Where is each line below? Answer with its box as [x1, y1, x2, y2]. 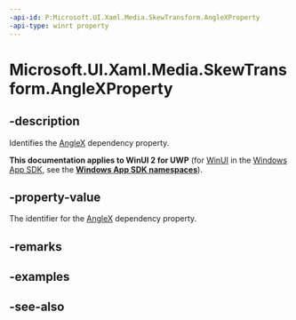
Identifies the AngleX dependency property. [9, 137, 170, 148]
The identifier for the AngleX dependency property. [9, 213, 197, 224]
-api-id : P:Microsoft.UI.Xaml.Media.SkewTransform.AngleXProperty [9, 12, 260, 22]
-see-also [9, 300, 65, 315]
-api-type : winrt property [9, 21, 109, 30]
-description [9, 114, 80, 129]
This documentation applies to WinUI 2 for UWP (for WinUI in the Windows [9, 155, 287, 165]
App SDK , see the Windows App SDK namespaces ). [9, 164, 203, 174]
